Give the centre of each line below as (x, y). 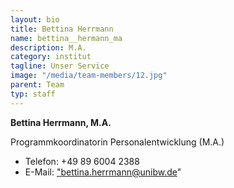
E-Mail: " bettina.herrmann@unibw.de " (103, 172)
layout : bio (35, 19)
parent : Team (37, 85)
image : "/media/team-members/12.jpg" (89, 76)
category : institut (51, 57)
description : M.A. (48, 47)
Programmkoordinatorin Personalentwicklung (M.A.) (117, 142)
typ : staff (33, 94)
